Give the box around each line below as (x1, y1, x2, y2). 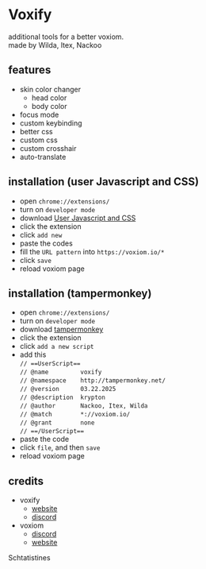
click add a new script (19, 342, 94, 351)
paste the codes (19, 238, 73, 248)
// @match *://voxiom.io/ (19, 411, 131, 419)
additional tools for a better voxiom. (8, 32, 124, 41)
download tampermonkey (19, 324, 104, 335)
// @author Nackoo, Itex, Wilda (19, 402, 148, 410)
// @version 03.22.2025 (19, 385, 116, 393)
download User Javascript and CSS (19, 213, 136, 223)
